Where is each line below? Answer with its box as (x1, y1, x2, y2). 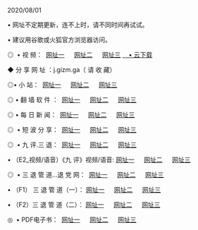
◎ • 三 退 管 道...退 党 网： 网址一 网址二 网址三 (7, 171, 164, 178)
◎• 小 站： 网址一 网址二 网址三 (7, 80, 118, 89)
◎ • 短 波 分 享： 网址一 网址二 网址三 (7, 126, 137, 133)
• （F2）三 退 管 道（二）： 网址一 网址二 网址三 (7, 200, 161, 209)
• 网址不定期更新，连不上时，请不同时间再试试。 (7, 20, 149, 29)
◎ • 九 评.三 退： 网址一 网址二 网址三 (7, 140, 137, 149)
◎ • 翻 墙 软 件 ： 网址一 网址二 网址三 (7, 95, 137, 104)
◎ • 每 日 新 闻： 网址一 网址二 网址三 (7, 111, 135, 119)
